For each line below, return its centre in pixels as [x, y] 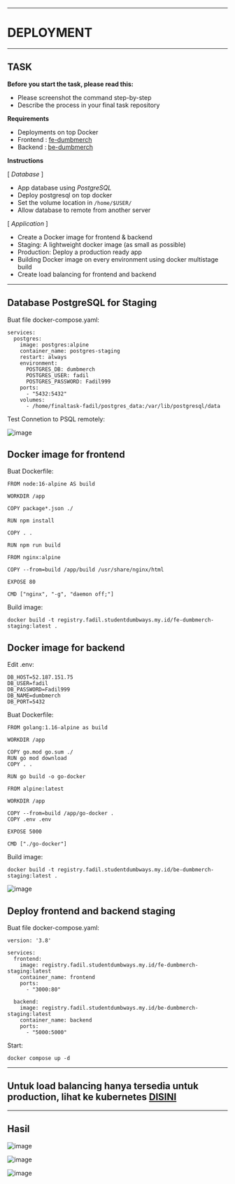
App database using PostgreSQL [64, 188]
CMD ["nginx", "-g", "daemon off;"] [60, 594]
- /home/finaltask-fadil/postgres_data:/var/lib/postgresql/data [123, 406]
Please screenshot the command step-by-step [84, 97]
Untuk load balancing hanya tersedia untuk [103, 1086]
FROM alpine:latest [36, 789]
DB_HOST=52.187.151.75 [40, 677]
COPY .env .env [29, 819]
